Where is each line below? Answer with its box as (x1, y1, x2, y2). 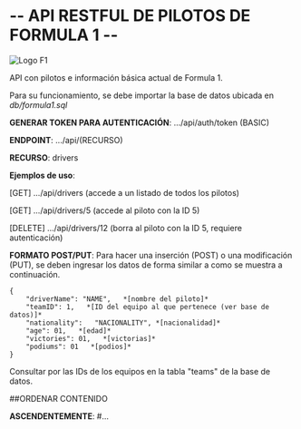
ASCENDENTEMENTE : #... (9, 410, 110, 422)
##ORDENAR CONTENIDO (9, 393, 109, 404)
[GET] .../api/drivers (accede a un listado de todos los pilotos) (9, 187, 240, 198)
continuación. (9, 268, 61, 279)
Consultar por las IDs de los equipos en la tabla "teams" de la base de (9, 366, 271, 376)
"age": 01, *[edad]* (25, 326, 112, 336)
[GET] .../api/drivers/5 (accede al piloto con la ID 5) (9, 205, 200, 216)
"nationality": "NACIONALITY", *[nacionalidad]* (25, 318, 221, 327)
